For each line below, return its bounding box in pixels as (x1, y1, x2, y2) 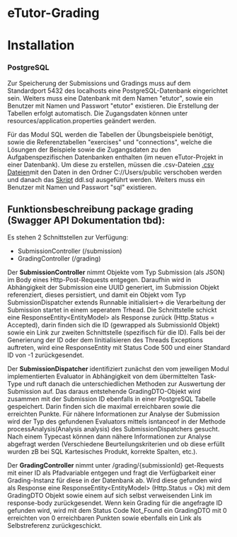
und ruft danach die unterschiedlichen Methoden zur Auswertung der (23, 380, 226, 388)
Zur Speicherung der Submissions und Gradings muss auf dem (7, 79, 191, 87)
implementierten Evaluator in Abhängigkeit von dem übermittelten (7, 372, 199, 380)
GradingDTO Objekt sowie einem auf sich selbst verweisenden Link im (7, 491, 212, 500)
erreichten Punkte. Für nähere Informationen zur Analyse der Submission (7, 409, 220, 419)
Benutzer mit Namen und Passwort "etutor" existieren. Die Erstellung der (7, 101, 219, 110)
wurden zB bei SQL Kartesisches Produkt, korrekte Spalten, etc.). (7, 448, 198, 456)
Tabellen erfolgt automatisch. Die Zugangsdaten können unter (7, 108, 188, 118)
